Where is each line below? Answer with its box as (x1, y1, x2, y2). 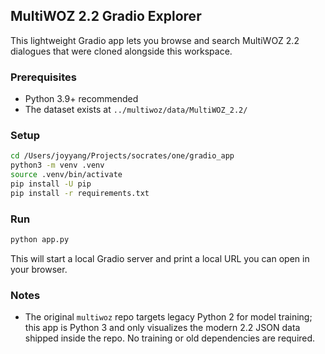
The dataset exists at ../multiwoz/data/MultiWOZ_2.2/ (24, 104, 248, 116)
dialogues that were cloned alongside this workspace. (10, 45, 233, 57)
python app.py (10, 235, 70, 245)
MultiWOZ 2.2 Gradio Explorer (10, 8, 202, 25)
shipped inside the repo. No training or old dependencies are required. (24, 332, 316, 344)
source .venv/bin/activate (10, 170, 123, 180)
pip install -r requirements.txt (10, 188, 150, 198)
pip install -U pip (10, 179, 92, 189)
